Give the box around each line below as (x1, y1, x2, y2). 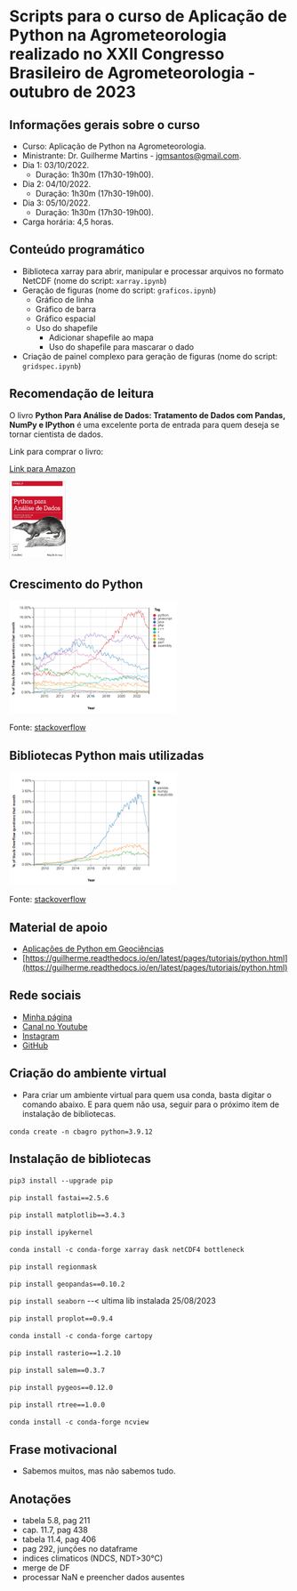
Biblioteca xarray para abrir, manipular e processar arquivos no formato (21, 265, 285, 277)
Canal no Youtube (21, 1021, 88, 1031)
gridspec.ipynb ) (21, 360, 82, 371)
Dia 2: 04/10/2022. (21, 179, 92, 189)
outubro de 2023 (9, 82, 136, 102)
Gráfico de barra (35, 303, 96, 314)
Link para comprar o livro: (9, 446, 104, 456)
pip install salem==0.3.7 (9, 1366, 105, 1376)
